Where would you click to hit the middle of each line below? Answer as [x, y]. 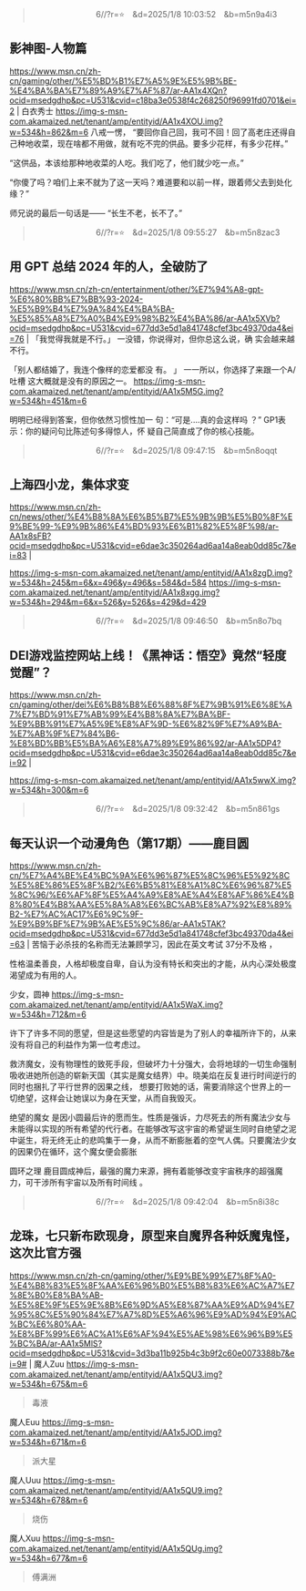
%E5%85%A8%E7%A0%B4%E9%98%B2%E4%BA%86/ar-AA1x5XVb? [145, 318]
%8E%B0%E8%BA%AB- [56, 1295]
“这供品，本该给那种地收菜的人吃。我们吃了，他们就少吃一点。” [127, 162]
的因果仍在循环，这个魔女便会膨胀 [73, 1152]
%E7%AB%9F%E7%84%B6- [65, 734]
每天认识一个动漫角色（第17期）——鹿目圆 [129, 843]
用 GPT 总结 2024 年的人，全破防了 [109, 267]
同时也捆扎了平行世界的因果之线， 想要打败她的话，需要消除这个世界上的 [146, 1087]
